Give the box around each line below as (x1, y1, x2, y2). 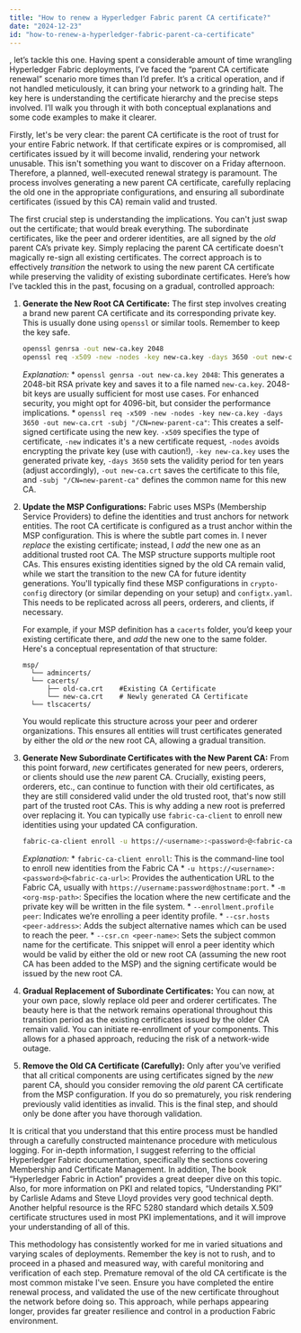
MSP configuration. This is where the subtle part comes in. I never (22, 530, 268, 541)
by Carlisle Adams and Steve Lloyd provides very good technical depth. (9, 1192, 274, 1203)
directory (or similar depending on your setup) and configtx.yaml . (49, 587, 293, 599)
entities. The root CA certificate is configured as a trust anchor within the (22, 521, 293, 531)
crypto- (250, 580, 279, 589)
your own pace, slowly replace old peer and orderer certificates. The (22, 995, 277, 1005)
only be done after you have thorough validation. (22, 1109, 203, 1119)
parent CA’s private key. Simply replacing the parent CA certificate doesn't (9, 242, 284, 253)
